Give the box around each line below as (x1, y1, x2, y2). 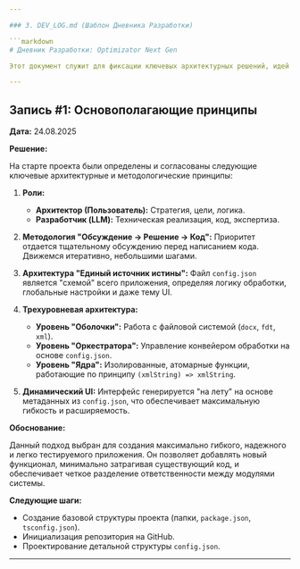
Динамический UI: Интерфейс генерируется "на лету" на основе (21, 386, 274, 397)
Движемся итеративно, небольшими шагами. (21, 251, 198, 262)
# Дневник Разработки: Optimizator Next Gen (9, 46, 178, 54)
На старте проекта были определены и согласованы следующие (9, 161, 257, 172)
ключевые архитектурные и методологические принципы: (9, 171, 234, 181)
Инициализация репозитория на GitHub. (21, 531, 176, 542)
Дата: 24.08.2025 (9, 126, 77, 137)
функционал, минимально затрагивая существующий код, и (9, 459, 239, 470)
